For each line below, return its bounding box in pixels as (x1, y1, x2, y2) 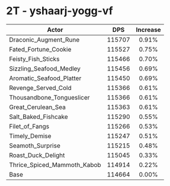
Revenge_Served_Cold (9, 84, 72, 92)
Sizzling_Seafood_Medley (9, 64, 81, 72)
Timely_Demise (9, 132, 52, 140)
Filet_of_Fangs (9, 122, 49, 130)
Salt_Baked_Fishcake (9, 113, 68, 121)
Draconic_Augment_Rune (9, 36, 80, 44)
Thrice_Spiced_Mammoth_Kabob (9, 161, 102, 169)
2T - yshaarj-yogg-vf (6, 4, 114, 18)
